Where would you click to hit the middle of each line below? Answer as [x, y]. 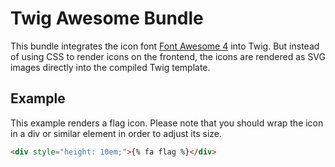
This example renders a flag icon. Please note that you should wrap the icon [167, 123]
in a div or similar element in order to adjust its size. [116, 133]
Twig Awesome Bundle [107, 18]
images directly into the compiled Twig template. [110, 67]
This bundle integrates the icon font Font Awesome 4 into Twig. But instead [165, 46]
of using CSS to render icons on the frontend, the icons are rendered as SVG [168, 56]
